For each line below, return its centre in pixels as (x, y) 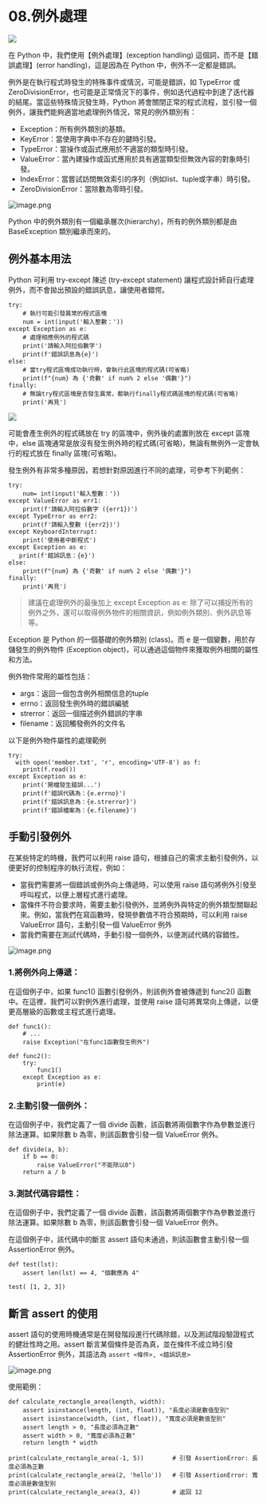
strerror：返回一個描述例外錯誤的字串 (81, 713)
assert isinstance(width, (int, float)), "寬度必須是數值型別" (124, 1419)
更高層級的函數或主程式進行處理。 (64, 1011)
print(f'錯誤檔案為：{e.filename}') (80, 810)
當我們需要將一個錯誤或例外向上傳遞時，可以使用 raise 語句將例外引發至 (138, 885)
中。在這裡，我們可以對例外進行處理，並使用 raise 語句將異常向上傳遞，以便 (133, 1001)
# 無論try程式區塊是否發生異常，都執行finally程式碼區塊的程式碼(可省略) (131, 394)
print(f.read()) (50, 769)
